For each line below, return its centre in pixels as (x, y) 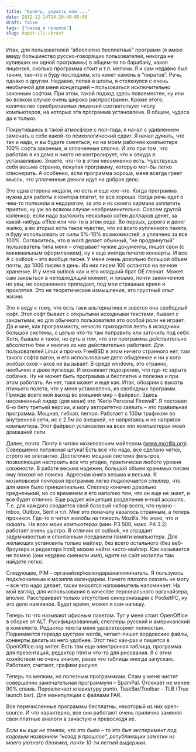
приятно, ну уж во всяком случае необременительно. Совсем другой (94, 210)
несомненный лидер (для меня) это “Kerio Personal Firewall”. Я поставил (97, 401)
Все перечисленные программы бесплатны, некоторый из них (85, 706)
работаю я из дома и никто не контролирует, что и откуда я (81, 154)
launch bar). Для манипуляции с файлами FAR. (64, 695)
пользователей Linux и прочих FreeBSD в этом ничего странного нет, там (98, 351)
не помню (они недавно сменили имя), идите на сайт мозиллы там (90, 555)
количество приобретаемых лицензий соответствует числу (81, 106)
